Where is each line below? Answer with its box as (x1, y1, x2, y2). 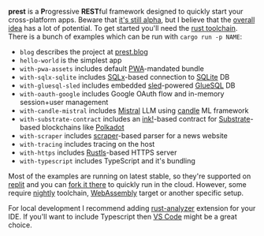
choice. (8, 220, 33, 230)
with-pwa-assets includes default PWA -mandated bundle (19, 64, 205, 73)
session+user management (19, 98, 109, 107)
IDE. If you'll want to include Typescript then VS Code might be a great (8, 212, 238, 221)
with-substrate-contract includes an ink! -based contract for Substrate (19, 114, 251, 123)
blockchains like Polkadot (42, 122, 125, 132)
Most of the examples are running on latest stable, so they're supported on (8, 171, 251, 181)
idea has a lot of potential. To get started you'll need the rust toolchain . (8, 24, 238, 32)
